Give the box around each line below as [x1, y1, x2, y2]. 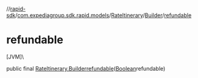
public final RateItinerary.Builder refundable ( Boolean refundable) [6, 65, 166, 72]
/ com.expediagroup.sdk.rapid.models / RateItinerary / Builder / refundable [15, 12, 192, 19]
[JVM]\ [6, 53, 24, 60]
